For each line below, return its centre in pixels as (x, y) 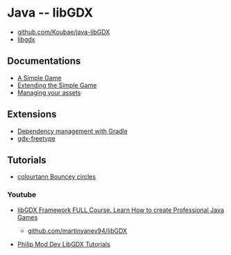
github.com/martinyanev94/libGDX (77, 231)
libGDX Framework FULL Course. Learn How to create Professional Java (120, 210)
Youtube (22, 195)
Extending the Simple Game (57, 85)
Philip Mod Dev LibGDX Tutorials (64, 244)
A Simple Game (39, 78)
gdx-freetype (36, 138)
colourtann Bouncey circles (56, 177)
